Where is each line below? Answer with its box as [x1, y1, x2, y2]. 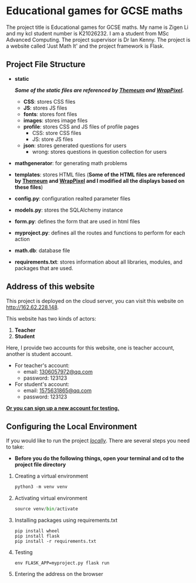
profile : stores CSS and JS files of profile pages [23, 123, 140, 130]
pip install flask [14, 533, 60, 539]
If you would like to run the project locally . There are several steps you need [6, 437, 190, 444]
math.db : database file [14, 246, 70, 254]
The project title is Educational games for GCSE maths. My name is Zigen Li [6, 24, 189, 31]
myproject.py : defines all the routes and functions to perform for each [14, 229, 185, 236]
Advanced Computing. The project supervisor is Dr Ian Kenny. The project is [6, 36, 191, 43]
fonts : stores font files [23, 110, 77, 117]
